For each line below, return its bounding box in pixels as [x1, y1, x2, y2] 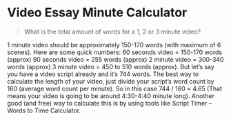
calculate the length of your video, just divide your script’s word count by [7, 77, 214, 85]
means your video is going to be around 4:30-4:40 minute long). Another [7, 91, 215, 100]
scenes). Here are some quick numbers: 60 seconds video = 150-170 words [7, 48, 223, 56]
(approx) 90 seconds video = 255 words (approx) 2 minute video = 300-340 [7, 55, 224, 63]
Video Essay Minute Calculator [7, 5, 188, 21]
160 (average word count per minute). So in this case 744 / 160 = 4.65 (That [7, 84, 223, 93]
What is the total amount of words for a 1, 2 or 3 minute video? [23, 27, 201, 36]
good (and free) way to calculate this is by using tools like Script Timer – [7, 99, 212, 107]
